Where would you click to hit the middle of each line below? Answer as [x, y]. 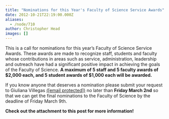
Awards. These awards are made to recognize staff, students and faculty [81, 53]
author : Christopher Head [32, 29]
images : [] [17, 34]
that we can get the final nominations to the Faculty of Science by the [78, 96]
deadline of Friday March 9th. [36, 101]
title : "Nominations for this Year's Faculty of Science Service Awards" [85, 10]
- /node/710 [23, 24]
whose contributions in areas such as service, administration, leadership [81, 59]
